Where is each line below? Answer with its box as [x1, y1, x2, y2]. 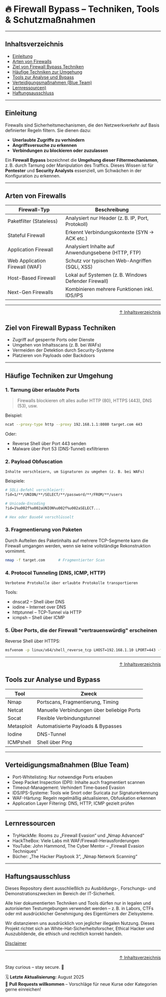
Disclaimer [5, 941, 27, 947]
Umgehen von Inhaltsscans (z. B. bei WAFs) [12, 342, 101, 348]
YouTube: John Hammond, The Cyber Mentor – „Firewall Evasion [12, 843, 144, 849]
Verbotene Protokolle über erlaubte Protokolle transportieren [5, 580, 138, 586]
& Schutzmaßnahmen [5, 14, 96, 26]
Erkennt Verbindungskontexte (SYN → [65, 229, 154, 236]
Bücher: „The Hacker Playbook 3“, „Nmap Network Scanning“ [12, 853, 137, 859]
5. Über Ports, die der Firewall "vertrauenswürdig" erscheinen [5, 627, 157, 634]
